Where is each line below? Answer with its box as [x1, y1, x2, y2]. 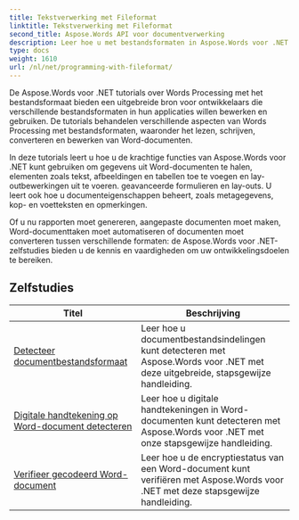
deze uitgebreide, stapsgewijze [141, 367, 271, 379]
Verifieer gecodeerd [13, 467, 98, 480]
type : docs [9, 46, 50, 55]
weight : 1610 [9, 54, 58, 63]
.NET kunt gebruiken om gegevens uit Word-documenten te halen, [9, 161, 253, 172]
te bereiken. [9, 254, 53, 265]
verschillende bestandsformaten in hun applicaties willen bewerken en [9, 106, 268, 117]
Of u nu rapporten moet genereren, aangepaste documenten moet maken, [9, 216, 281, 227]
